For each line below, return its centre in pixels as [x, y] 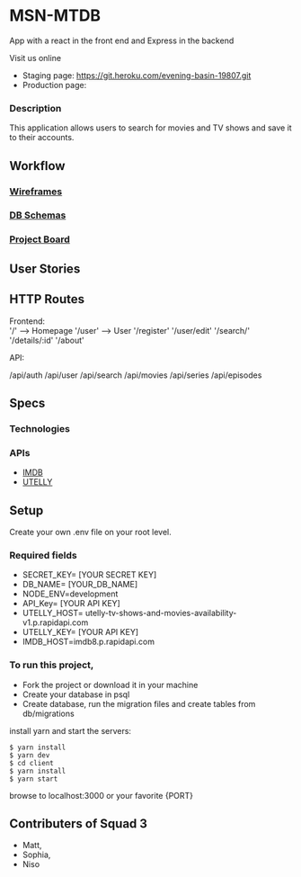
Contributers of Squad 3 [79, 823]
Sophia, [36, 855]
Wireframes [36, 192]
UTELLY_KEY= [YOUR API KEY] [80, 632]
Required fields [44, 555]
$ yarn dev [30, 755]
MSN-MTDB [55, 16]
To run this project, [52, 665]
